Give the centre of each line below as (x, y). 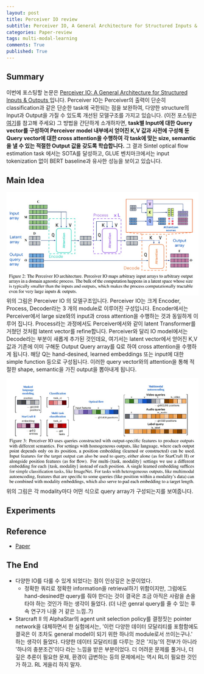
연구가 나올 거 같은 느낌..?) (62, 611)
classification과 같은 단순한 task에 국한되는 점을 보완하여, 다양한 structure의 (98, 107)
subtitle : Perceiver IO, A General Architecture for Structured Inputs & (102, 26)
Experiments (31, 511)
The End (22, 565)
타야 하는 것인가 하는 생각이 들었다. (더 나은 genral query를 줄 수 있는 (107, 603)
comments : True (26, 45)
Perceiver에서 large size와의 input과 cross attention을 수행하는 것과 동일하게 (99, 316)
